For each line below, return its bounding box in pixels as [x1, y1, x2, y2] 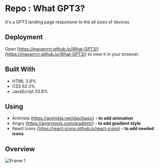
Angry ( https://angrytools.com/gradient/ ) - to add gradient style [12, 120, 141, 126]
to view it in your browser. [88, 51, 140, 57]
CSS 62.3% [12, 83, 35, 89]
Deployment [5, 33, 43, 41]
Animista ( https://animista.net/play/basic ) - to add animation [12, 115, 133, 121]
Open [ [5, 46, 19, 51]
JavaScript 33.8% [12, 88, 48, 94]
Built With [5, 65, 35, 73]
